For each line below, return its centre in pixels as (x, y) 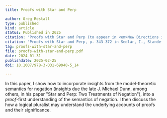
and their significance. (28, 110)
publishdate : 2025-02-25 (31, 60)
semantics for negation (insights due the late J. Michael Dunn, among (76, 89)
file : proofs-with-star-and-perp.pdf (44, 51)
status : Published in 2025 (33, 33)
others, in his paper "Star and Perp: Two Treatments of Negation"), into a (80, 94)
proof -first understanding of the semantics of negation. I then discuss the (81, 100)
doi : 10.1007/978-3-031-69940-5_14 (42, 65)
